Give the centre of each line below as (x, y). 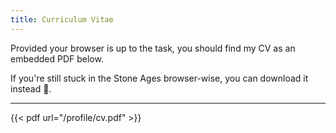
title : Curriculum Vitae (62, 19)
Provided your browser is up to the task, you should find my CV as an (153, 48)
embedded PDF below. (57, 58)
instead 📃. (31, 88)
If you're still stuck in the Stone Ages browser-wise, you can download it (159, 78)
